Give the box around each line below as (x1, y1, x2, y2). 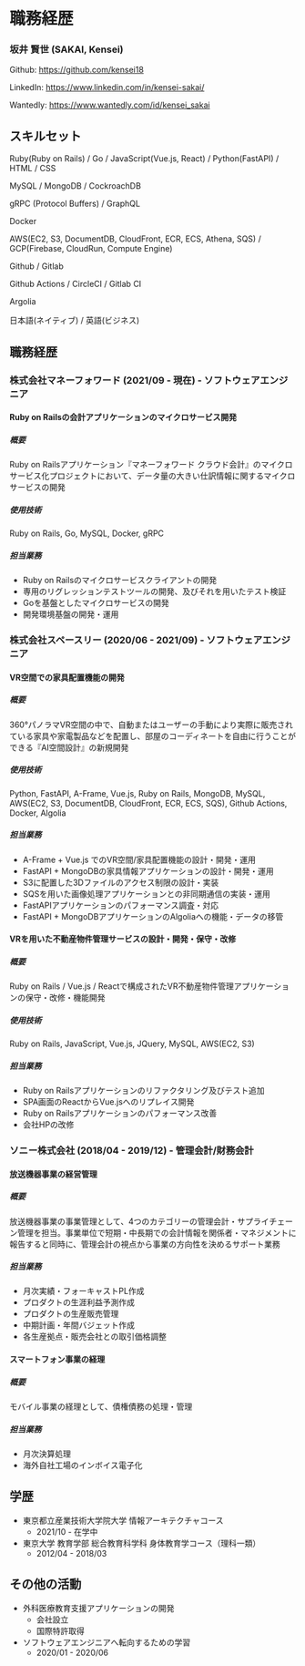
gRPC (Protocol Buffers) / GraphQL (9, 198, 141, 210)
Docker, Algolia (9, 807, 66, 818)
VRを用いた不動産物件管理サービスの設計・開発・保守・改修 (9, 933, 237, 944)
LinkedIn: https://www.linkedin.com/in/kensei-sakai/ (9, 82, 205, 93)
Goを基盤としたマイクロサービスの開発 (22, 598, 170, 609)
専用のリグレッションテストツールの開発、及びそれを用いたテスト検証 (22, 586, 287, 597)
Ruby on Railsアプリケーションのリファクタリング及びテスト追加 (22, 1085, 265, 1096)
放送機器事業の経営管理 (9, 1168, 97, 1179)
